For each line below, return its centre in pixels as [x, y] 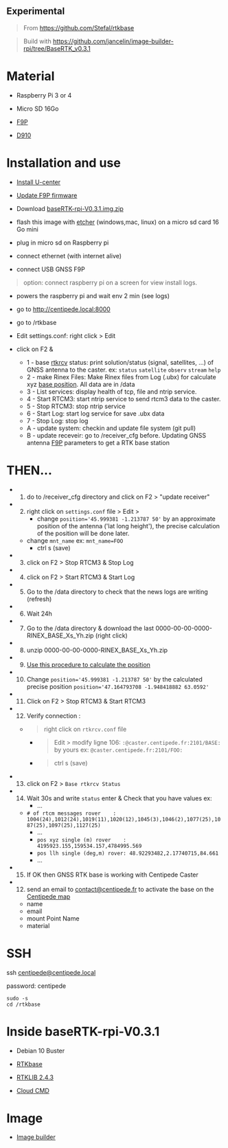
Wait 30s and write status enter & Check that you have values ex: [119, 798]
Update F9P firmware [47, 195]
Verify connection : [54, 716]
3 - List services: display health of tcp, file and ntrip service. [112, 392]
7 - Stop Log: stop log [57, 420]
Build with [37, 41]
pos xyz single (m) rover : [81, 840]
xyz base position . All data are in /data [81, 384]
